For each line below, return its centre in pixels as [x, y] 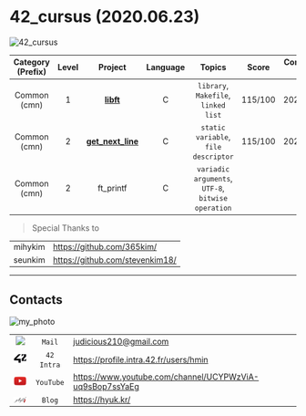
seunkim [29, 260]
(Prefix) [32, 72]
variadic [214, 170]
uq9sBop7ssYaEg [106, 387]
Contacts [36, 300]
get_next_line [112, 141]
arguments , [213, 179]
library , [213, 85]
